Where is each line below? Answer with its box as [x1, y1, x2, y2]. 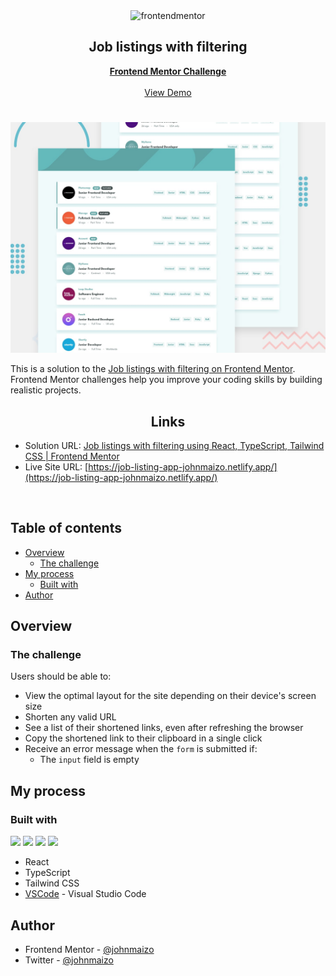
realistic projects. [10, 384, 82, 396]
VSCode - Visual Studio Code [24, 888, 147, 900]
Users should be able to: [10, 670, 112, 683]
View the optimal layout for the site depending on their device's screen [24, 690, 317, 702]
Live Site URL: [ [24, 460, 89, 473]
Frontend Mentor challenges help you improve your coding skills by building [10, 374, 323, 386]
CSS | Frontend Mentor [24, 450, 120, 462]
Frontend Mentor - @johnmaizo [24, 943, 155, 955]
